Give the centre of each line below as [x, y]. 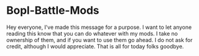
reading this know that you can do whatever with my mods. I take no [92, 33]
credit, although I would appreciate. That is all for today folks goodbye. [95, 46]
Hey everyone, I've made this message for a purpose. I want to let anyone [99, 27]
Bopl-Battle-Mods [53, 11]
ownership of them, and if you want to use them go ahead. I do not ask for [99, 40]
